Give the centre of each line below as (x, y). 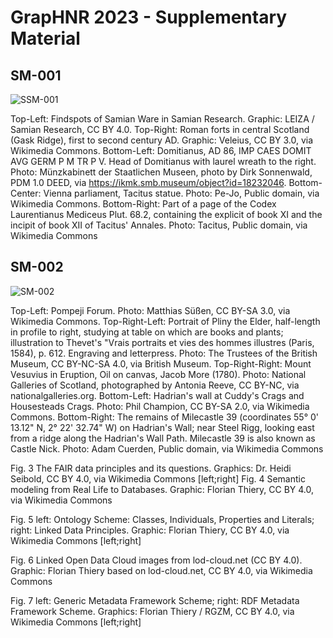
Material (45, 38)
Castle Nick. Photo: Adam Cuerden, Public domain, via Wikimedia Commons (167, 448)
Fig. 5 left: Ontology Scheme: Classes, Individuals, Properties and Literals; (162, 519)
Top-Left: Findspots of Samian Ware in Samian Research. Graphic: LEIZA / (162, 119)
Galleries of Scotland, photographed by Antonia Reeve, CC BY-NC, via (155, 385)
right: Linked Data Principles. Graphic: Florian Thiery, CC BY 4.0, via (150, 530)
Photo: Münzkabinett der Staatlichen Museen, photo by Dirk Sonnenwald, (161, 172)
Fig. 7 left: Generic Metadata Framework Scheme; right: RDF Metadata (155, 600)
